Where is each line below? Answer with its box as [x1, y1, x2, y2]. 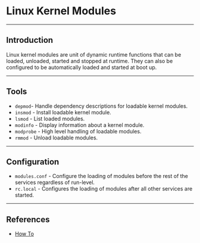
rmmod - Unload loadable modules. [14, 134, 98, 141]
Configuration [6, 157, 60, 167]
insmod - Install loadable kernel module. [14, 108, 111, 116]
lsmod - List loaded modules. [14, 115, 85, 122]
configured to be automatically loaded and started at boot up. [6, 64, 157, 71]
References [6, 214, 50, 225]
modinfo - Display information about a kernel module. [14, 121, 145, 129]
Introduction [6, 35, 54, 45]
